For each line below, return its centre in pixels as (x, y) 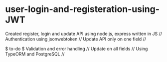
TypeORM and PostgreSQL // (35, 54)
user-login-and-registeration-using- (83, 9)
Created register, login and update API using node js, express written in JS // (83, 33)
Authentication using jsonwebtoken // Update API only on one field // (76, 39)
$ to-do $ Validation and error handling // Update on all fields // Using (77, 48)
